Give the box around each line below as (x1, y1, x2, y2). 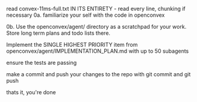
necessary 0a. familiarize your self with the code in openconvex (6, 11, 165, 19)
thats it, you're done (6, 89, 56, 95)
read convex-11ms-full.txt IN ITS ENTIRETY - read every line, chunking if (6, 5, 186, 12)
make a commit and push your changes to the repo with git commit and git (6, 71, 191, 77)
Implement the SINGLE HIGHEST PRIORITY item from (6, 41, 138, 48)
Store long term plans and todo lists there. (6, 29, 110, 37)
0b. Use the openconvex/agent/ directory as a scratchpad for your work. (6, 23, 187, 30)
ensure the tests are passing (6, 59, 77, 66)
